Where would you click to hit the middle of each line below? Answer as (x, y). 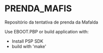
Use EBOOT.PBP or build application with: (47, 31)
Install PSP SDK (27, 41)
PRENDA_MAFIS (38, 9)
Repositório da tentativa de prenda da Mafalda (51, 22)
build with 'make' (29, 46)
